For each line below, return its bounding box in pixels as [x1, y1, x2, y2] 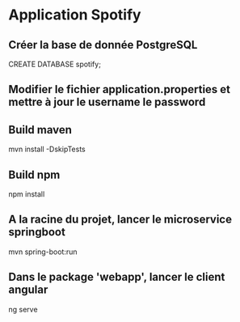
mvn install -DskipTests [8, 144, 86, 155]
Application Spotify [8, 6, 141, 24]
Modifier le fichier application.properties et [8, 83, 231, 96]
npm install [8, 189, 45, 199]
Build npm [8, 167, 61, 181]
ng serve [8, 304, 38, 314]
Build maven [8, 123, 73, 137]
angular [8, 283, 48, 297]
